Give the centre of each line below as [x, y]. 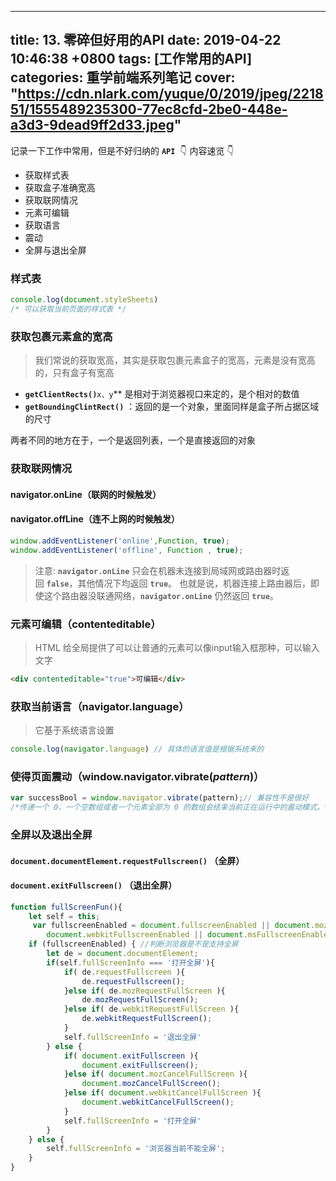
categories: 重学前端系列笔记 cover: [123, 77]
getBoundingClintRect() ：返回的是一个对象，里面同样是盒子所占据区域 [172, 407]
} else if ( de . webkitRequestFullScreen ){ [151, 1009]
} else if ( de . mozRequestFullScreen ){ [144, 991]
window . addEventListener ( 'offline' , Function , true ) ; [127, 550]
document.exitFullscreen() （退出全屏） [94, 885]
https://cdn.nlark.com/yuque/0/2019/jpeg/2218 [170, 94]
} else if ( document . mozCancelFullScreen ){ [155, 1074]
